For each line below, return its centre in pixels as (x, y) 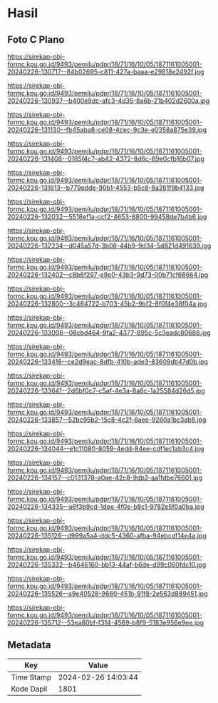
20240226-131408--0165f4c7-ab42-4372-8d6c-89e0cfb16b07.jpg (106, 159)
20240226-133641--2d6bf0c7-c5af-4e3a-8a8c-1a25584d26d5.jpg (106, 391)
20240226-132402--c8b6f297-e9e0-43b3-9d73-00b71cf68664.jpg (108, 275)
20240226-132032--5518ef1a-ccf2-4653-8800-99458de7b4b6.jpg (107, 217)
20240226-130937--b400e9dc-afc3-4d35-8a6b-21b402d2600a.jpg (109, 101)
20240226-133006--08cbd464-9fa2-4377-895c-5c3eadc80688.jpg (109, 333)
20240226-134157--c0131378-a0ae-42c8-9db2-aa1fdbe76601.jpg (105, 477)
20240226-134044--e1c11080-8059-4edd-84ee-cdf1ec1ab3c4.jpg (106, 449)
